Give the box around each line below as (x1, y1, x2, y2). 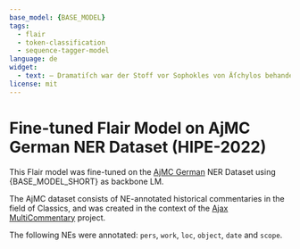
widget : (9, 63, 38, 72)
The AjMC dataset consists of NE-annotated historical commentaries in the (9, 193, 286, 203)
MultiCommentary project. (9, 212, 106, 223)
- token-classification (17, 37, 105, 47)
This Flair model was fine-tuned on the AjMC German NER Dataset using (9, 166, 276, 177)
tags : (9, 21, 29, 30)
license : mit (9, 79, 58, 88)
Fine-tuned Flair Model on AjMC (9, 118, 251, 138)
